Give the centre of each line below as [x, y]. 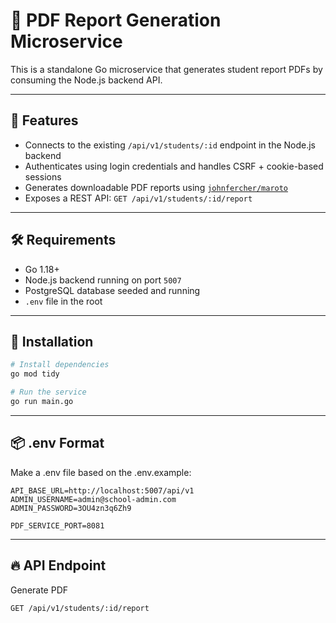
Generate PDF [39, 590]
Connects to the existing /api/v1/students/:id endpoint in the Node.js [170, 145]
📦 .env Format [57, 443]
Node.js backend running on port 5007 [103, 280]
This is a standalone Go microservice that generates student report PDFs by [166, 69]
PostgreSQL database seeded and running [112, 290]
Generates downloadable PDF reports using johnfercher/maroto [156, 187]
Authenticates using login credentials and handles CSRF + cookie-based [174, 166]
